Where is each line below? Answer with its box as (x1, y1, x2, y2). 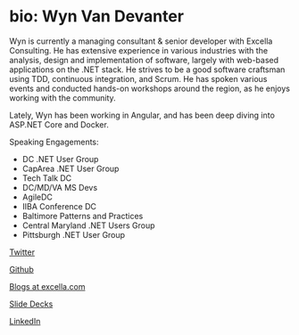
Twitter (9, 247, 36, 257)
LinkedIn (9, 315, 41, 326)
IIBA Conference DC (21, 200, 96, 211)
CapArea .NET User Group (21, 163, 120, 174)
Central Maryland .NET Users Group (21, 220, 155, 231)
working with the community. (9, 92, 116, 103)
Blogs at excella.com (9, 281, 86, 291)
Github (9, 264, 34, 274)
